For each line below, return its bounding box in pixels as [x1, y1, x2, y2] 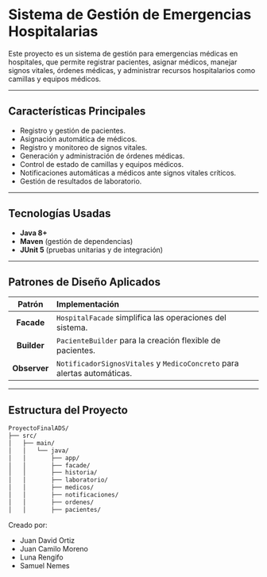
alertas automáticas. [56, 368, 133, 379]
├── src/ [8, 432, 37, 440]
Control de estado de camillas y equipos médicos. [19, 159, 184, 168]
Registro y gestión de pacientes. [19, 126, 126, 135]
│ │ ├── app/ [8, 454, 80, 462]
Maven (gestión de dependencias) [19, 236, 133, 246]
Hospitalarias [8, 22, 99, 41]
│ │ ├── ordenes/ [8, 498, 94, 506]
